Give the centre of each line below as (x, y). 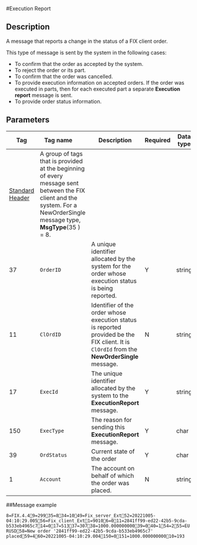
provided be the (113, 335)
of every (52, 176)
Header (19, 198)
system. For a (59, 205)
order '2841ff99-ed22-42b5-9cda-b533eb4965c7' (95, 531)
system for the (111, 266)
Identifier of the (112, 305)
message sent (60, 183)
